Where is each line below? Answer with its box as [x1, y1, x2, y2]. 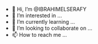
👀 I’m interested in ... [11, 12, 62, 19]
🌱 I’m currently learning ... [11, 18, 75, 25]
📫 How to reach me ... [11, 32, 67, 38]
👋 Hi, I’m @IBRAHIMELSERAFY [11, 6, 87, 12]
